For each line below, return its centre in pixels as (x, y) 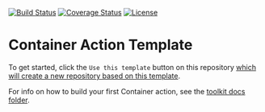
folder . (19, 100)
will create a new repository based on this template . (94, 76)
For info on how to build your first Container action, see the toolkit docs (127, 91)
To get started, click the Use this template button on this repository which (132, 67)
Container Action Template (101, 45)
